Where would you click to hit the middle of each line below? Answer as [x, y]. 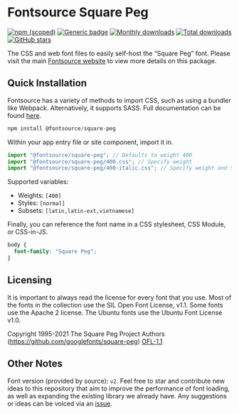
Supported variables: [38, 182]
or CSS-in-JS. [28, 232]
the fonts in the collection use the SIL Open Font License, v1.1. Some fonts [115, 305]
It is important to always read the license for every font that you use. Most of [119, 297]
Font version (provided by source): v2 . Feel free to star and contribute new [116, 381]
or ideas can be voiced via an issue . [60, 403]
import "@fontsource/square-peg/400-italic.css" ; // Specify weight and [117, 168]
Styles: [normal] [41, 203]
